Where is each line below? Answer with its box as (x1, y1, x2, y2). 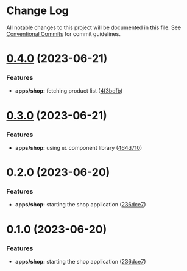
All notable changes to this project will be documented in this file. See (6, 24, 182, 31)
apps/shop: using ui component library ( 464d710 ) (15, 144, 143, 151)
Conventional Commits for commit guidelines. (6, 30, 121, 37)
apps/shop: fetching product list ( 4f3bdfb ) (15, 87, 123, 94)
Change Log (6, 4, 69, 18)
